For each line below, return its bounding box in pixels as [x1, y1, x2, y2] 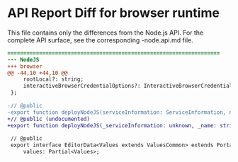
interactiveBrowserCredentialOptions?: [23, 83, 141, 90]
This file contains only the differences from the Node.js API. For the [7, 28, 204, 37]
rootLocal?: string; [23, 76, 84, 83]
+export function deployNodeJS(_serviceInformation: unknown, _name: [7, 122, 217, 129]
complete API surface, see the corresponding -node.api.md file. [7, 35, 193, 44]
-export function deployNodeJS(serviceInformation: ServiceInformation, [7, 108, 227, 116]
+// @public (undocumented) [7, 115, 91, 122]
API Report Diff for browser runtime [7, 5, 220, 21]
